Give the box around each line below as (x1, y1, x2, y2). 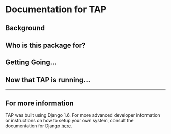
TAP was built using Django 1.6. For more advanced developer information (5, 112, 160, 118)
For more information (5, 98, 74, 107)
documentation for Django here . (5, 123, 72, 129)
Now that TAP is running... (5, 75, 91, 84)
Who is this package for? (5, 41, 86, 49)
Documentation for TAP (5, 4, 107, 15)
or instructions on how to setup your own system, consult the (5, 117, 134, 123)
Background (5, 24, 45, 32)
